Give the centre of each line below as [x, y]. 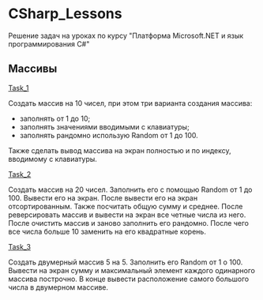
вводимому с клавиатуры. [53, 159]
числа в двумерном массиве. [58, 287]
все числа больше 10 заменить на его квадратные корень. [107, 231]
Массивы [33, 69]
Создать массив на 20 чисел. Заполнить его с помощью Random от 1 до [130, 189]
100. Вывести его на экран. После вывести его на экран [103, 197]
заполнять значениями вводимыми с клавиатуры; [104, 126]
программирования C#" [49, 43]
